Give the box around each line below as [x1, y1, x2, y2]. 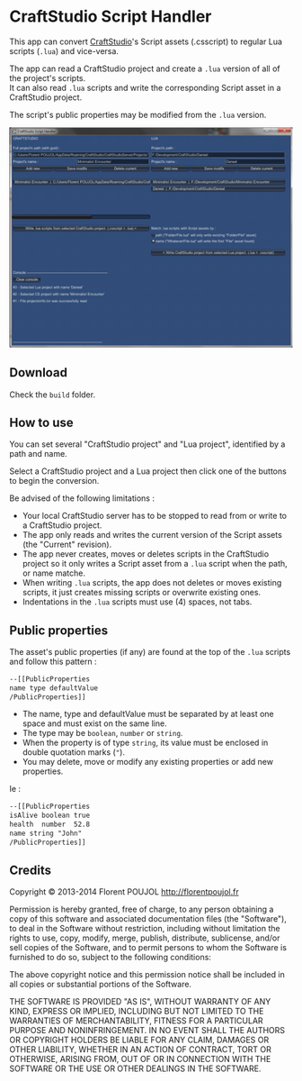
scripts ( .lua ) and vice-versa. [9, 45, 120, 56]
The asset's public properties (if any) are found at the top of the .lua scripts [9, 647, 291, 658]
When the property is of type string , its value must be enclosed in [22, 737, 269, 749]
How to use [9, 414, 74, 430]
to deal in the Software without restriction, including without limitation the [9, 922, 280, 933]
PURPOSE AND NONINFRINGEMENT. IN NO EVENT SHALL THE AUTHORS [9, 1024, 286, 1035]
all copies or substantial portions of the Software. [9, 978, 191, 989]
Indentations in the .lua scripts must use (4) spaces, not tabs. [22, 596, 253, 607]
